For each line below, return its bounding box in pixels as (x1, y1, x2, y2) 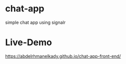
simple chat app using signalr (5, 19, 66, 25)
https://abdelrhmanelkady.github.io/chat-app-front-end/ (5, 53, 121, 59)
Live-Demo (5, 37, 52, 48)
